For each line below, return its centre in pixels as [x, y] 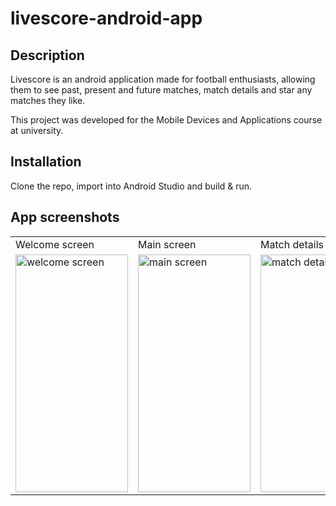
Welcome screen [55, 244]
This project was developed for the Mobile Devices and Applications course [166, 120]
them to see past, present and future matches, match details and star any [161, 90]
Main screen [167, 244]
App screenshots [65, 217]
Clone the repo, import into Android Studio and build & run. [131, 186]
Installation [46, 162]
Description [47, 55]
